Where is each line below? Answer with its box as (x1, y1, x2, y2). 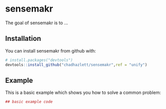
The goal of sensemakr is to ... (5, 20, 68, 26)
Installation (5, 34, 41, 43)
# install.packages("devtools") (5, 58, 73, 63)
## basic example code (5, 99, 53, 104)
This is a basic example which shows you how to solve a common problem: (5, 89, 161, 96)
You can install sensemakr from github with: (5, 47, 97, 53)
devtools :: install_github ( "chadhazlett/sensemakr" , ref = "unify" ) (5, 62, 147, 67)
